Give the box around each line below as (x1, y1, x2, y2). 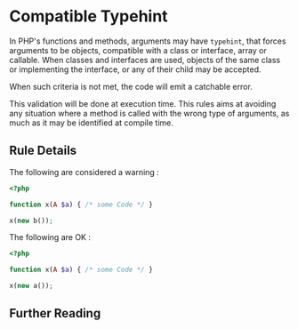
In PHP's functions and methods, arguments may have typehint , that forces (9, 36, 286, 46)
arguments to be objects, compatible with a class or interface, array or (9, 44, 267, 55)
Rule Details (9, 143, 77, 158)
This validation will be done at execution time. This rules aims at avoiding (9, 98, 277, 108)
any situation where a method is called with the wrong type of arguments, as (9, 108, 290, 118)
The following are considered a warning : (9, 166, 160, 177)
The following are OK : (9, 232, 92, 243)
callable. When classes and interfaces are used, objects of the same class (9, 54, 281, 65)
